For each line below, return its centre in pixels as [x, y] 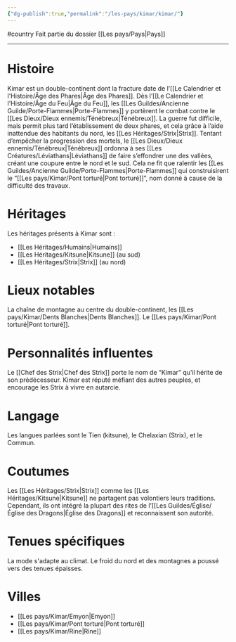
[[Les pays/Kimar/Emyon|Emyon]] [66, 617]
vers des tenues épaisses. [45, 569]
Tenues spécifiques [66, 541]
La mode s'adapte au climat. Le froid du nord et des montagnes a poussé [113, 561]
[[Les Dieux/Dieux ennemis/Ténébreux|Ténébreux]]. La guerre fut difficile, [114, 118]
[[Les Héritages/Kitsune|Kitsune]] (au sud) [79, 255]
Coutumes [38, 471]
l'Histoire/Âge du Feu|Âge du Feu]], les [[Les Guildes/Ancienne [98, 103]
